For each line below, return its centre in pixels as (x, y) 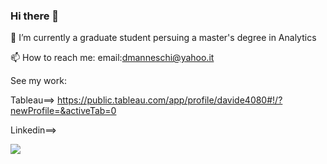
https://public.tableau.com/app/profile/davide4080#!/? (169, 100)
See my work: (38, 81)
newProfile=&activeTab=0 (63, 111)
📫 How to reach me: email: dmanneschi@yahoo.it (112, 58)
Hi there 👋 (35, 16)
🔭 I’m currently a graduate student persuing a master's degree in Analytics (163, 38)
